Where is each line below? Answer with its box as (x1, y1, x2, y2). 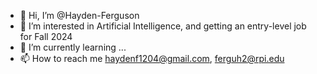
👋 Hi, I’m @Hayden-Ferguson (19, 10, 140, 21)
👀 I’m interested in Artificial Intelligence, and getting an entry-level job (19, 20, 307, 32)
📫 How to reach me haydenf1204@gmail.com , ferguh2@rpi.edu (19, 53, 285, 64)
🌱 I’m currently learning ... (19, 41, 127, 53)
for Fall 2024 (19, 31, 73, 42)
